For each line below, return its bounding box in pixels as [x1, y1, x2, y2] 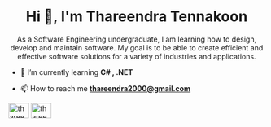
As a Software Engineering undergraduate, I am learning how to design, [16, 34, 257, 44]
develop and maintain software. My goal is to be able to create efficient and [10, 42, 264, 52]
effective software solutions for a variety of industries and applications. [17, 51, 256, 61]
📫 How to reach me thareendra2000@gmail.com [20, 83, 191, 93]
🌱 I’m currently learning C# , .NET [20, 67, 133, 77]
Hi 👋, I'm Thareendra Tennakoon [25, 7, 248, 26]
